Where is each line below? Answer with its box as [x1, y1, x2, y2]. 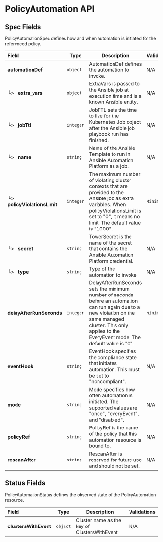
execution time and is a [89, 93, 142, 99]
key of [76, 523, 90, 529]
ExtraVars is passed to [89, 81, 140, 87]
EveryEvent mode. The [89, 334, 141, 341]
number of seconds [89, 292, 134, 298]
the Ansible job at [89, 86, 129, 93]
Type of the [89, 265, 115, 272]
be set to [89, 372, 109, 379]
